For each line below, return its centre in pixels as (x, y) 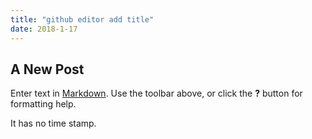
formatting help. (43, 104)
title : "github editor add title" (82, 19)
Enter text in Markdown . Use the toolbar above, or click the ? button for (156, 93)
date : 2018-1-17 (44, 29)
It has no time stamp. (53, 123)
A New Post (47, 69)
